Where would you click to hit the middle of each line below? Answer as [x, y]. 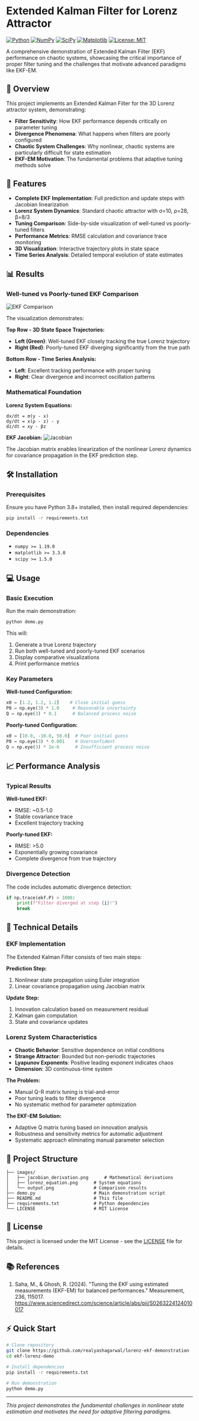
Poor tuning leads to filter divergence [60, 1099]
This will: [17, 633]
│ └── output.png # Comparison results [76, 1188]
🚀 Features [26, 184]
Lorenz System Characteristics [52, 1037]
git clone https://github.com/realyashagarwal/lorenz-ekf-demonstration [98, 1351]
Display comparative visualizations [57, 657]
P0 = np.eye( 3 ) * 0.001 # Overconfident [61, 741]
